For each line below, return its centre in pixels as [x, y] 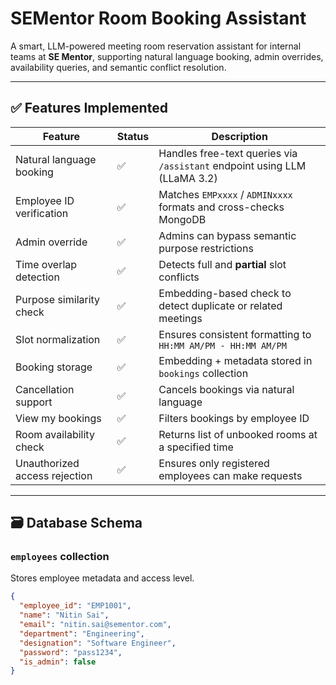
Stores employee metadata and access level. [102, 578]
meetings [180, 318]
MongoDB [182, 219]
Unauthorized [47, 463]
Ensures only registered [214, 463]
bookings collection [203, 373]
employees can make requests [230, 475]
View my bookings [58, 418]
